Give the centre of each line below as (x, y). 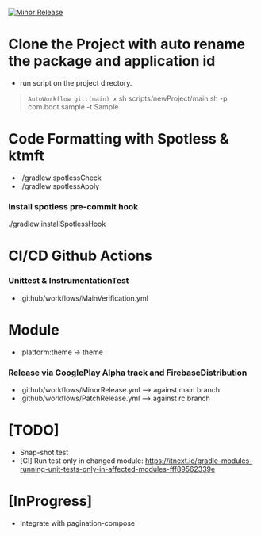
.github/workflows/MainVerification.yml (84, 298)
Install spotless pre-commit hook (73, 206)
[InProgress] (50, 502)
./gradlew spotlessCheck (60, 178)
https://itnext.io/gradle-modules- (199, 461)
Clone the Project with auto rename (127, 44)
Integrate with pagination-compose (77, 523)
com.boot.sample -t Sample (73, 106)
